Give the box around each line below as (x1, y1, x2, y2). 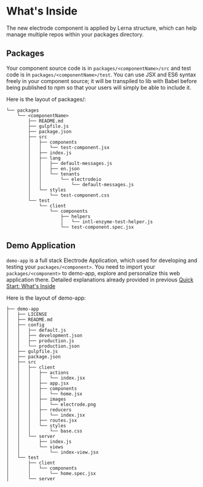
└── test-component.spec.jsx (60, 224, 135, 230)
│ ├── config (6, 321, 45, 328)
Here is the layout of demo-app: (6, 294, 86, 301)
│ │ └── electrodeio (28, 176, 102, 183)
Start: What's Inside (6, 282, 56, 289)
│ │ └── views (6, 444, 64, 450)
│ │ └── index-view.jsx (6, 449, 99, 455)
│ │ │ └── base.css (6, 428, 83, 434)
